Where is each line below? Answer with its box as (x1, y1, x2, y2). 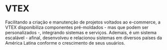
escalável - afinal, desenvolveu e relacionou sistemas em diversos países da (5, 35, 162, 41)
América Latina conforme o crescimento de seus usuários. (5, 40, 126, 46)
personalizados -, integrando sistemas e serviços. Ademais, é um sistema (5, 29, 157, 35)
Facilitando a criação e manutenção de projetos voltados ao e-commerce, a (5, 19, 161, 25)
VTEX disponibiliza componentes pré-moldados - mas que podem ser (5, 24, 149, 30)
